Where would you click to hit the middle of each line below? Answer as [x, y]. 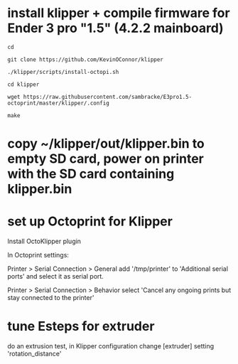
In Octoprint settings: [38, 255]
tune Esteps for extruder [81, 327]
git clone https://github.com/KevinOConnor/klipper [85, 59]
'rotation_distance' [34, 354]
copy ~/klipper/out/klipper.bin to [106, 144]
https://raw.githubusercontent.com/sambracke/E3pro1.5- [108, 97]
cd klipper [23, 84]
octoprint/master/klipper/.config [59, 103]
